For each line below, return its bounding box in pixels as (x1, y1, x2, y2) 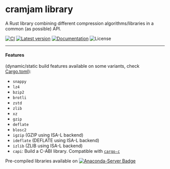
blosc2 (12, 128, 27, 133)
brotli (12, 95, 27, 101)
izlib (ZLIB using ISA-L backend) (12, 143, 83, 149)
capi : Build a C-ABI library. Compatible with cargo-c (12, 148, 120, 154)
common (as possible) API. (5, 25, 62, 31)
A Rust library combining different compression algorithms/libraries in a (5, 20, 154, 26)
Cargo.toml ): (5, 68, 31, 74)
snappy (12, 79, 27, 85)
